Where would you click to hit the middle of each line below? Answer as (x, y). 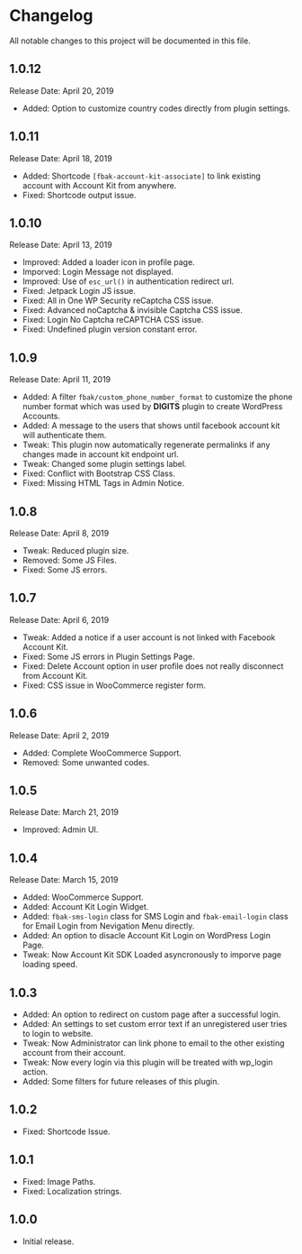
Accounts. (41, 416)
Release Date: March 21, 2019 (64, 812)
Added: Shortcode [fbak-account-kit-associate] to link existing (141, 176)
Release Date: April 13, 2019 (61, 245)
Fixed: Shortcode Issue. (66, 1131)
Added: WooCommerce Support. (83, 897)
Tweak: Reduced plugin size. (75, 550)
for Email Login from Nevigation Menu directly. (108, 926)
